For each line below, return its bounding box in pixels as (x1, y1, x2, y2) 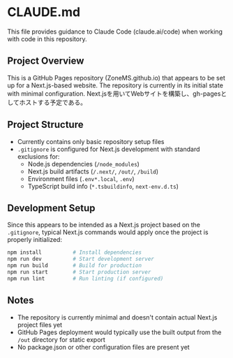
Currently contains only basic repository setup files (17, 137, 165, 145)
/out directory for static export (17, 335, 106, 343)
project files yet (17, 320, 63, 329)
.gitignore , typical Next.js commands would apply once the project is (7, 228, 209, 236)
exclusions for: (17, 152, 60, 161)
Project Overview (7, 55, 84, 67)
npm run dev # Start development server (7, 256, 155, 263)
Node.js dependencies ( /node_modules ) (27, 159, 140, 168)
